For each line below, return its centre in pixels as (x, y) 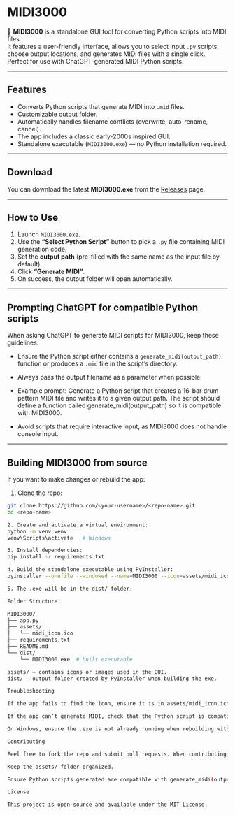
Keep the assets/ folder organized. (60, 767)
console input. (38, 434)
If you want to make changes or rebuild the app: (76, 479)
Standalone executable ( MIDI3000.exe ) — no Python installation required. (122, 143)
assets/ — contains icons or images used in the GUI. (87, 672)
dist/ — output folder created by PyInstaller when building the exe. (112, 679)
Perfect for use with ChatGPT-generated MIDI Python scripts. (95, 61)
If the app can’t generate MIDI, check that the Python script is (106, 716)
